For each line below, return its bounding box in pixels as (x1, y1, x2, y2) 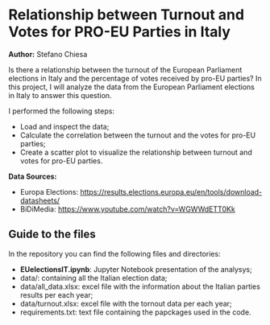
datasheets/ (19, 195, 60, 205)
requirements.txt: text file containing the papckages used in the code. (19, 307, 251, 317)
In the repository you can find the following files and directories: (8, 249, 221, 258)
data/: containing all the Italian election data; (19, 273, 168, 282)
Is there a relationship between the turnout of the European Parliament (8, 64, 243, 74)
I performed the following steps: (8, 106, 115, 116)
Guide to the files (8, 228, 97, 241)
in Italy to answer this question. (8, 90, 112, 100)
